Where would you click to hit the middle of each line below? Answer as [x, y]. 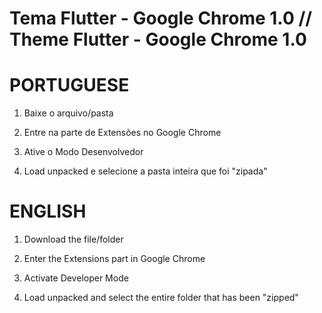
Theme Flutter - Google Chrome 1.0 [158, 39]
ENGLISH [48, 211]
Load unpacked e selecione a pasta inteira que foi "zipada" [145, 171]
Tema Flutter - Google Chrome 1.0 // [161, 18]
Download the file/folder [73, 239]
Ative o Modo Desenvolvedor [83, 152]
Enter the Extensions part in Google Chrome [114, 259]
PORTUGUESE [69, 85]
